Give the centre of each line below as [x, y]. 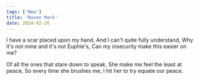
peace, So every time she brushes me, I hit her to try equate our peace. [95, 71]
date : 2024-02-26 [28, 23]
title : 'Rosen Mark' [32, 17]
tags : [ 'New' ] [24, 12]
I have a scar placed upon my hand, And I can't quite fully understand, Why [100, 40]
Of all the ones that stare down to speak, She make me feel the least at [94, 64]
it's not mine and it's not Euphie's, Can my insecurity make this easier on [96, 46]
